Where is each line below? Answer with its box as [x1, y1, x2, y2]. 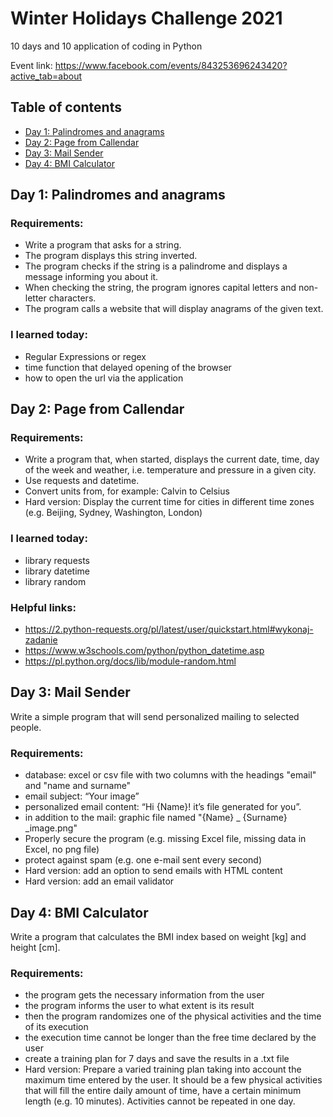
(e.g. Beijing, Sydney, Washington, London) [24, 507, 203, 519]
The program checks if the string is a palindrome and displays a [24, 260, 288, 272]
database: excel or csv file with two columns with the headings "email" [24, 769, 317, 781]
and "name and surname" [24, 780, 132, 792]
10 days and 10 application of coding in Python [10, 40, 203, 52]
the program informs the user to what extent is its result [24, 1000, 255, 1012]
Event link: [10, 59, 53, 71]
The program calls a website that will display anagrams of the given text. [24, 303, 324, 315]
